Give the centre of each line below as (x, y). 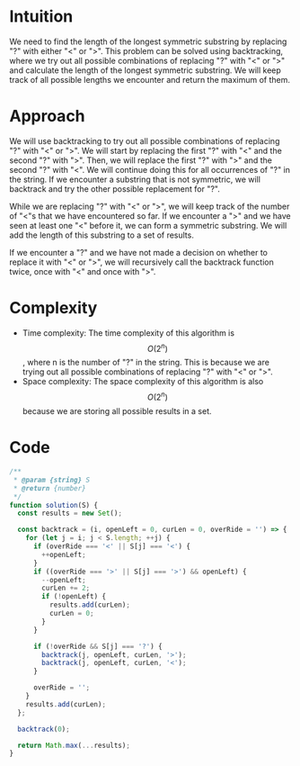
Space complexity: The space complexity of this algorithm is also (143, 382)
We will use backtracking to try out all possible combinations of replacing (145, 140)
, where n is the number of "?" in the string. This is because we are (146, 363)
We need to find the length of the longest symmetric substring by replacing (148, 41)
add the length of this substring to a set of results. (102, 235)
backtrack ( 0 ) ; (44, 729)
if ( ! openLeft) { (74, 597)
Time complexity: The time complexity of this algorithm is (128, 333)
